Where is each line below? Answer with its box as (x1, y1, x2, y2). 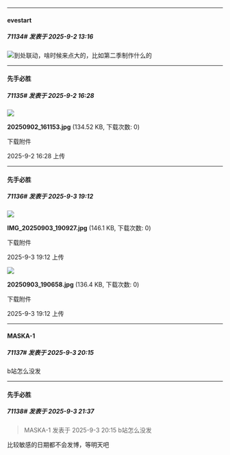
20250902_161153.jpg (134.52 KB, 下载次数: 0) (7, 123, 140, 131)
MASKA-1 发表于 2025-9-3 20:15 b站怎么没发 (23, 426, 152, 434)
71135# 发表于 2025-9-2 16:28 (7, 91, 94, 99)
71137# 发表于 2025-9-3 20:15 (7, 348, 94, 356)
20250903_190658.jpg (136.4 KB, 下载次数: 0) (7, 280, 140, 288)
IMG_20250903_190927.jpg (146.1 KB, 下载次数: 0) (7, 223, 152, 232)
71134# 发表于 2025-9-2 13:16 (7, 32, 94, 41)
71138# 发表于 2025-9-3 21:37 (7, 407, 94, 415)
